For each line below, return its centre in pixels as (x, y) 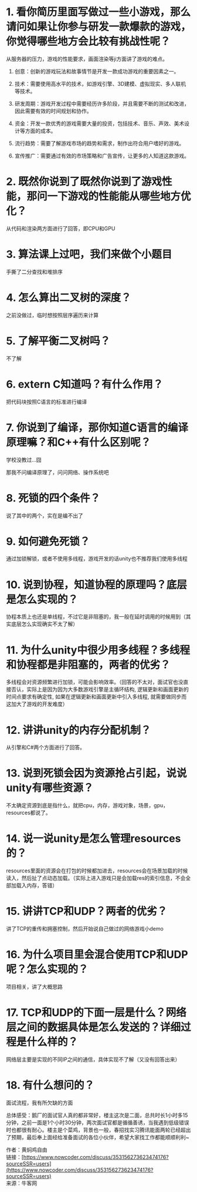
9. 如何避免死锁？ (48, 541)
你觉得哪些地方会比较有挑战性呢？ (89, 41)
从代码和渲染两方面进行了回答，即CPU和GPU (61, 228)
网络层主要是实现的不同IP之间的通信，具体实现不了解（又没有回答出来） (93, 1059)
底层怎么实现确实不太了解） (44, 624)
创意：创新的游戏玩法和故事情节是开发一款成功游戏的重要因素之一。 (97, 71)
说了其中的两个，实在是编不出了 (45, 515)
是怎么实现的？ (42, 599)
